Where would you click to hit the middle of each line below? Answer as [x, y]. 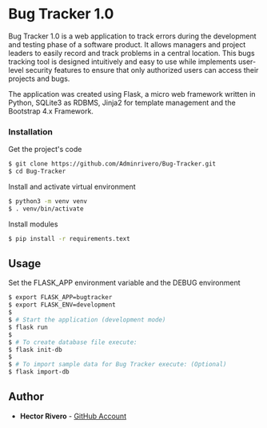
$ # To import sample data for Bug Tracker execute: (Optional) [118, 365]
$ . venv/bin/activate [46, 209]
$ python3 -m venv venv [48, 201]
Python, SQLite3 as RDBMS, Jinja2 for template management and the [122, 102]
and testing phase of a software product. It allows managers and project [127, 44]
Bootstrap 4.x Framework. [51, 111]
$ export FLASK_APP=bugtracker [60, 298]
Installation [31, 131]
